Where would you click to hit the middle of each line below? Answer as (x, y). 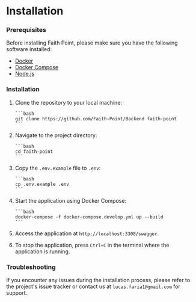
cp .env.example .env (42, 184)
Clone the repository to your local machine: (68, 102)
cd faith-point (34, 152)
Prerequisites (26, 30)
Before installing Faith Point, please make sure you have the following (92, 43)
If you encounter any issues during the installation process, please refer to (98, 280)
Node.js (25, 74)
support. (17, 293)
